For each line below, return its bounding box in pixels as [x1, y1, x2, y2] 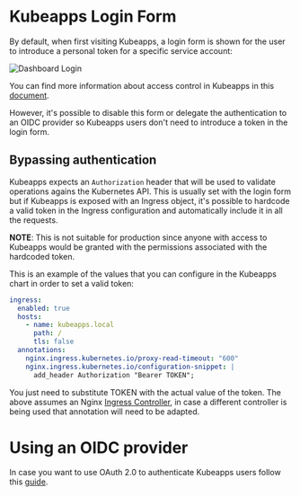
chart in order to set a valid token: [9, 278, 135, 288]
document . [9, 90, 49, 101]
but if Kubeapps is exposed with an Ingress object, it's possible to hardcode [9, 195, 290, 206]
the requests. [9, 214, 58, 226]
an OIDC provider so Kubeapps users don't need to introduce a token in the [9, 117, 288, 128]
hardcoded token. [9, 251, 75, 261]
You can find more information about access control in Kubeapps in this [9, 80, 275, 91]
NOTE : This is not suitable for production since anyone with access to [9, 232, 268, 243]
